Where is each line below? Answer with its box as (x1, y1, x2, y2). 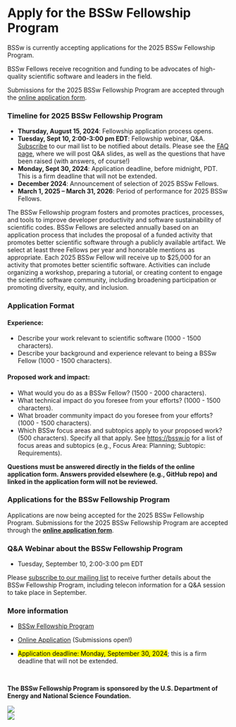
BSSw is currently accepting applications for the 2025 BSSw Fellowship (7, 43, 216, 52)
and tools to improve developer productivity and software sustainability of (7, 215, 222, 224)
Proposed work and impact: (7, 372, 90, 381)
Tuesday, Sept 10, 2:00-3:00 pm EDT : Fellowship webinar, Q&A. (17, 134, 206, 143)
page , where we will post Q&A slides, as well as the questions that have (17, 150, 225, 158)
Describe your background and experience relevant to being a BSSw (17, 349, 217, 357)
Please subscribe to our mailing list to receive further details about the (7, 574, 211, 582)
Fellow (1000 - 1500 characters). (17, 357, 112, 365)
